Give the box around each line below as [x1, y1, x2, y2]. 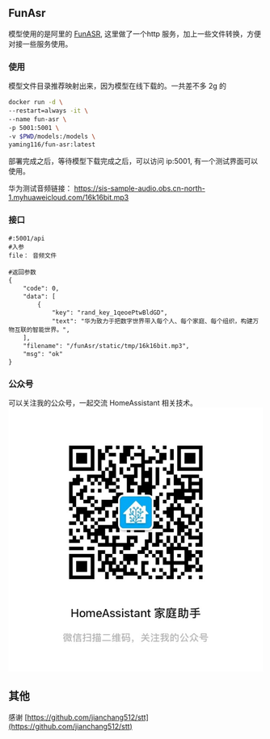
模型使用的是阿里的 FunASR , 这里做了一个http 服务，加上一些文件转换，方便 [8, 28, 261, 39]
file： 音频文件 [8, 251, 57, 259]
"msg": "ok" [23, 350, 63, 358]
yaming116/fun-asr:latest [8, 141, 95, 149]
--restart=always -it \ [8, 107, 89, 115]
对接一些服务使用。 [8, 39, 73, 48]
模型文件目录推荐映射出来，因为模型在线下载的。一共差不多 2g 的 [8, 81, 226, 91]
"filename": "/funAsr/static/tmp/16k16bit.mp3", [23, 342, 190, 350]
